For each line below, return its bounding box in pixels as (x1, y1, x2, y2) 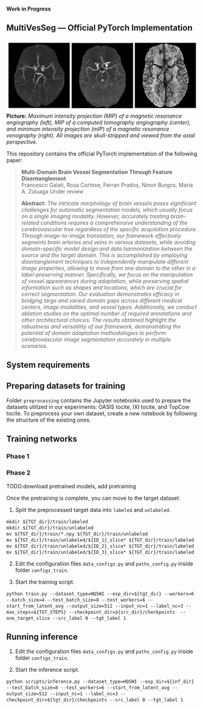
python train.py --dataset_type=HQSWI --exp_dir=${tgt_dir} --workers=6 (6, 591, 194, 597)
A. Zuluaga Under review (21, 187, 84, 195)
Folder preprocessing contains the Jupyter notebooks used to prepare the (6, 397, 191, 405)
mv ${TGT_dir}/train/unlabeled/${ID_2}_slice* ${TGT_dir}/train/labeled (6, 543, 194, 549)
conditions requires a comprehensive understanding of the (40, 219, 188, 226)
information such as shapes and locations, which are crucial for (21, 284, 182, 291)
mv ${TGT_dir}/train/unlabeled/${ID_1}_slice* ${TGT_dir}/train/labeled (6, 537, 194, 543)
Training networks (6, 434, 78, 444)
